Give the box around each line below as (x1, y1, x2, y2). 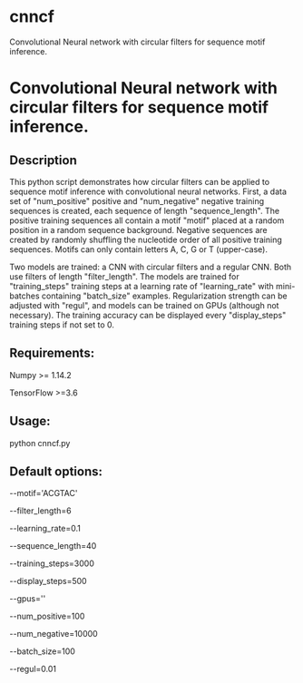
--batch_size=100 (9, 646, 75, 657)
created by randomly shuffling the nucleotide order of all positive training (9, 234, 283, 245)
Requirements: (9, 346, 95, 361)
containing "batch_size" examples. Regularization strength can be (41, 290, 288, 301)
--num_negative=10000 (9, 629, 98, 639)
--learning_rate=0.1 (9, 523, 82, 534)
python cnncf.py (9, 437, 71, 448)
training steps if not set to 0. (9, 319, 115, 330)
